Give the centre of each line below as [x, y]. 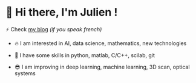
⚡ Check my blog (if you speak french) [54, 29]
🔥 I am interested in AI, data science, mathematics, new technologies [100, 43]
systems [25, 73]
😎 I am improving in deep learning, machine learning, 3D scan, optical [102, 67]
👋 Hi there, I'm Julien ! [62, 12]
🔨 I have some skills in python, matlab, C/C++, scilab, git [85, 55]
